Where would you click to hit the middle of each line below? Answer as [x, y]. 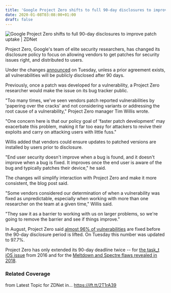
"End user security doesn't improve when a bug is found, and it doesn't [80, 157]
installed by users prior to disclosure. [44, 147]
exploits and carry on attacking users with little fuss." [61, 132]
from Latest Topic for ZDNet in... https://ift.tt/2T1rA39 [61, 285]
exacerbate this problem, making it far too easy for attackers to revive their [84, 127]
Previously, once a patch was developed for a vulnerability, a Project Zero [82, 85]
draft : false [19, 19]
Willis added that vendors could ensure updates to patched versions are [81, 142]
